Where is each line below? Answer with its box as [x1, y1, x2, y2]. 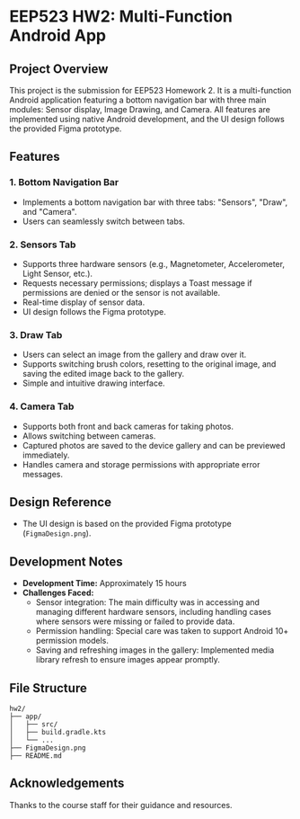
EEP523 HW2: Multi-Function [9, 6, 234, 27]
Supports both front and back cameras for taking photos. [22, 421, 234, 432]
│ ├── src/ [9, 720, 58, 729]
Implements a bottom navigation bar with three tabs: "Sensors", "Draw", [22, 196, 288, 208]
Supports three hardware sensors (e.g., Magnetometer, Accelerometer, [22, 258, 286, 269]
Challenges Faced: [22, 587, 94, 599]
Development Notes [9, 554, 123, 569]
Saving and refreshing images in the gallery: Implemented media [35, 645, 275, 655]
